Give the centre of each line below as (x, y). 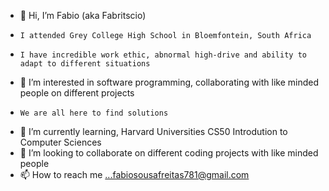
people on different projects (77, 93)
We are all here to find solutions (94, 113)
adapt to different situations (85, 64)
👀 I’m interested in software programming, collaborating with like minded (169, 82)
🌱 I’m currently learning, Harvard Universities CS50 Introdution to (153, 131)
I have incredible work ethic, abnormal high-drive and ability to (163, 55)
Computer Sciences (60, 142)
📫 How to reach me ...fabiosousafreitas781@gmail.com (134, 174)
